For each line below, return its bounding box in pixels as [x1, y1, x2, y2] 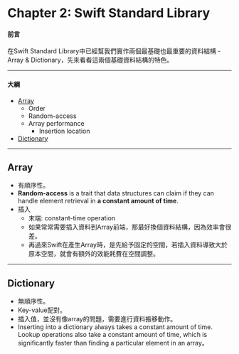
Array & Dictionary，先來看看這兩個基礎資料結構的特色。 [7, 55, 174, 65]
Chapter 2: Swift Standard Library [7, 5, 211, 21]
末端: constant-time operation [28, 214, 116, 222]
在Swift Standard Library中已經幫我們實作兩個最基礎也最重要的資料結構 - [7, 47, 221, 55]
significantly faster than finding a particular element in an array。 [17, 339, 208, 348]
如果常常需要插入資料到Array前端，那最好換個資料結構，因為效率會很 [28, 222, 232, 232]
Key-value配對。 [17, 306, 66, 314]
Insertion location [38, 127, 90, 135]
